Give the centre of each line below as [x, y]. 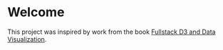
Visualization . [27, 39]
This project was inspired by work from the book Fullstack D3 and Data [111, 32]
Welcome [36, 12]
